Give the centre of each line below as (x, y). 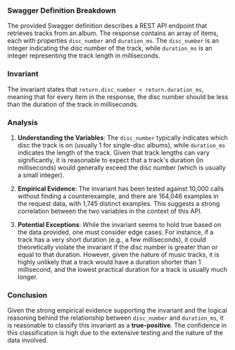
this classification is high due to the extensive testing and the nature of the (115, 333)
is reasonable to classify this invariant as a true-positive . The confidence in (117, 325)
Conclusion (27, 295)
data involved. (28, 340)
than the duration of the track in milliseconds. (73, 104)
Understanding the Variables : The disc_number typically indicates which (123, 137)
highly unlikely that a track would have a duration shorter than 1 (109, 261)
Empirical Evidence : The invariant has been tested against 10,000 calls (120, 188)
